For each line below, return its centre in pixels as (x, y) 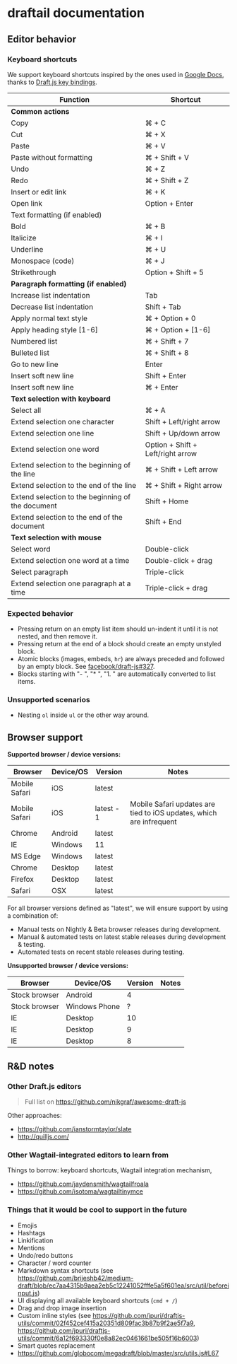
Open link (27, 203)
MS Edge (26, 856)
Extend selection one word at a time (70, 560)
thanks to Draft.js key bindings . (52, 82)
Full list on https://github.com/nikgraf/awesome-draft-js (105, 1102)
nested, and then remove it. (57, 636)
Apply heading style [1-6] (55, 330)
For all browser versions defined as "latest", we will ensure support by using (118, 908)
